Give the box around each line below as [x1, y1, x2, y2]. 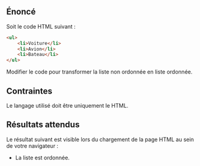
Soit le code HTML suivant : [6, 22, 76, 30]
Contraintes [6, 86, 53, 96]
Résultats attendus [6, 120, 80, 130]
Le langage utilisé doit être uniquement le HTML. [6, 102, 129, 109]
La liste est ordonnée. [15, 154, 70, 161]
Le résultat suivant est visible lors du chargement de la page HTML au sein [6, 136, 194, 143]
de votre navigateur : [6, 142, 59, 150]
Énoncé [6, 7, 36, 17]
